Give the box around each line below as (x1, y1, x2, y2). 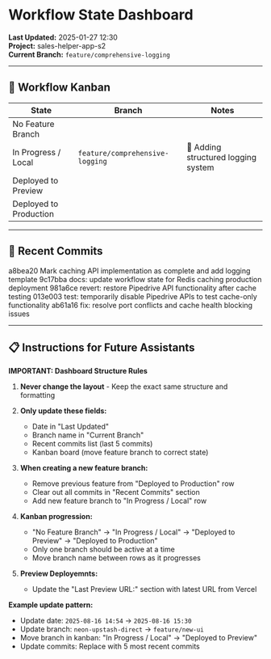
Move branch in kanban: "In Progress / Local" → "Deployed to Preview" (19, 633, 258, 643)
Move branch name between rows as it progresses (31, 553, 202, 563)
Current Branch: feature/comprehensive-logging (8, 49, 171, 59)
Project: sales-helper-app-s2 (8, 40, 106, 50)
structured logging (186, 151, 256, 163)
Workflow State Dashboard (8, 6, 194, 24)
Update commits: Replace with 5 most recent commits (19, 641, 200, 652)
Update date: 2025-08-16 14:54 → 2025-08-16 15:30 (19, 616, 192, 626)
